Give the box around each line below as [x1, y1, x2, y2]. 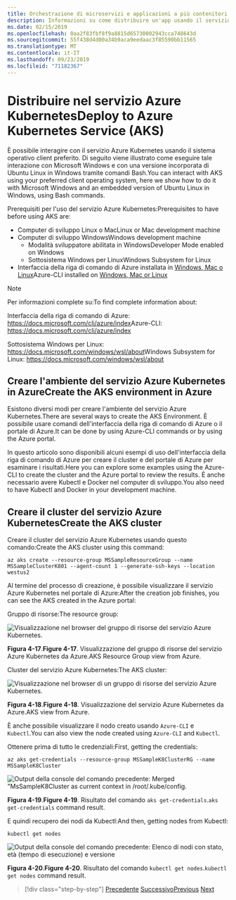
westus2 [7, 569, 30, 577]
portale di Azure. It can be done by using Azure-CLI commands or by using [7, 427, 223, 436]
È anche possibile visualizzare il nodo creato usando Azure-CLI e [7, 721, 195, 730]
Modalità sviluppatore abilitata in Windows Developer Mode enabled [27, 240, 224, 249]
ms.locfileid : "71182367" [7, 63, 83, 70]
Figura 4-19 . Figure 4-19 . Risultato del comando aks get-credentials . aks [7, 796, 218, 804]
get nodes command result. [7, 871, 86, 880]
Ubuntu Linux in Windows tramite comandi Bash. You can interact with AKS [7, 168, 223, 176]
